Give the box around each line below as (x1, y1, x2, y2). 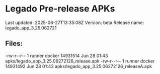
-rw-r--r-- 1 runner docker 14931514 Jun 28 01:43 (5, 52, 108, 58)
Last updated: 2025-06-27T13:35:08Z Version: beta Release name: (5, 19, 144, 25)
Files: (5, 39, 23, 48)
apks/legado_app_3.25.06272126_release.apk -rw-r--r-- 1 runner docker (5, 58, 155, 64)
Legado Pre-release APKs (5, 3, 115, 14)
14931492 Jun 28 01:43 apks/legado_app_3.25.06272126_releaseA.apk (5, 63, 152, 69)
